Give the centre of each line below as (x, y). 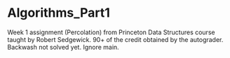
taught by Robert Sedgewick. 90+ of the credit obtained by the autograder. (115, 39)
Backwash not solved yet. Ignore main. (63, 47)
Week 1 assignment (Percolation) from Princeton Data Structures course (111, 32)
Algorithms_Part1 (59, 13)
